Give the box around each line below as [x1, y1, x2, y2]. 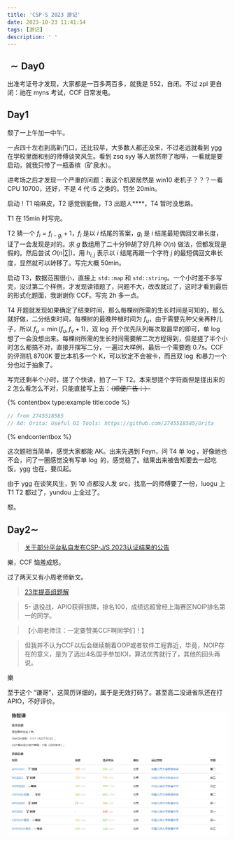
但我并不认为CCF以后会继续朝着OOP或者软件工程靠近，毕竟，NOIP [24, 640, 219, 649]
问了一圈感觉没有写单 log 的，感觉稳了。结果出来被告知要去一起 [25, 456, 211, 464]
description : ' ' [7, 34, 58, 41]
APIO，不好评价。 [7, 696, 59, 705]
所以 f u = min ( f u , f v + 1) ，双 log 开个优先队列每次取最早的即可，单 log [19, 324, 220, 335]
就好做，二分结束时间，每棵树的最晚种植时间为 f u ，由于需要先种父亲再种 [7, 315, 217, 324]
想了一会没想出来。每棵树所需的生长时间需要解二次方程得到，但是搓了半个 [7, 334, 222, 343]
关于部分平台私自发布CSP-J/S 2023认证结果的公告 [24, 542, 170, 552]
